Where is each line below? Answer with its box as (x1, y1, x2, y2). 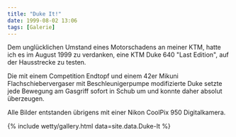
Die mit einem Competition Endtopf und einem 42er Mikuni (7, 72, 179, 80)
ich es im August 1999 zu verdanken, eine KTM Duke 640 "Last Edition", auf (7, 50, 229, 59)
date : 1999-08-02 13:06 (7, 17, 78, 24)
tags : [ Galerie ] (7, 23, 55, 31)
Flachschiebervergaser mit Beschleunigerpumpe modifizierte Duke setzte (7, 80, 223, 88)
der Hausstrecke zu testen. (7, 58, 86, 67)
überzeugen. (7, 94, 45, 103)
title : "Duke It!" (7, 10, 62, 18)
